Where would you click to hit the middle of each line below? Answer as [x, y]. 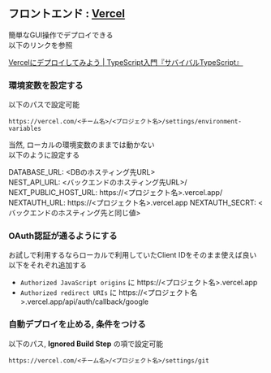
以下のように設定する [44, 155]
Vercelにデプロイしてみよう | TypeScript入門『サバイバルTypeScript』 [126, 62]
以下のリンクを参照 [41, 45]
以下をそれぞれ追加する [47, 265]
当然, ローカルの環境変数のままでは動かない [82, 145]
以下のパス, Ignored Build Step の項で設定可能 [86, 344]
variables [25, 129]
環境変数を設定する [46, 85]
